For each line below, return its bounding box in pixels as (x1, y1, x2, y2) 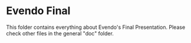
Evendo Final (6, 4, 71, 18)
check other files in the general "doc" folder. (6, 29, 114, 37)
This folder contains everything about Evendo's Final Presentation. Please (6, 24, 186, 31)
